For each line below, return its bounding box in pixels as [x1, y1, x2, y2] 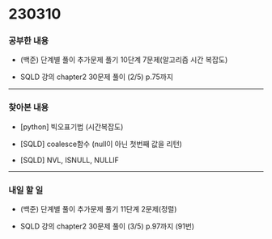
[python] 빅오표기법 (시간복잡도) [19, 122, 124, 132]
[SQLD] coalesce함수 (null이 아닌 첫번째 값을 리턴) [19, 139, 182, 149]
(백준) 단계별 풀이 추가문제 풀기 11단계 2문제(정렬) [19, 204, 177, 214]
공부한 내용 [8, 36, 49, 47]
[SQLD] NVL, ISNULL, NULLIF [19, 155, 120, 165]
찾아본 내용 [8, 102, 49, 113]
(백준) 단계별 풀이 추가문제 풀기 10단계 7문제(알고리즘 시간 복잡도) [19, 55, 228, 65]
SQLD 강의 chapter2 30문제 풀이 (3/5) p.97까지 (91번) [19, 221, 195, 231]
